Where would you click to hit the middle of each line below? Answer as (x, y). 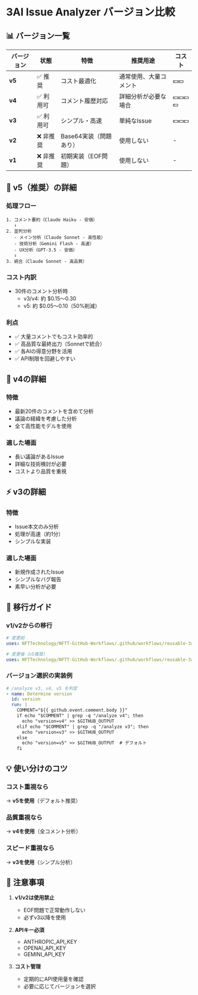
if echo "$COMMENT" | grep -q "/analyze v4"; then (80, 716)
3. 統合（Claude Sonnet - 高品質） (47, 261)
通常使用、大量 (140, 76)
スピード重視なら (30, 848)
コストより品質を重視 (40, 472)
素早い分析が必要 (35, 587)
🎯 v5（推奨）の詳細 (42, 188)
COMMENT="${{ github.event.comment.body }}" (72, 710)
